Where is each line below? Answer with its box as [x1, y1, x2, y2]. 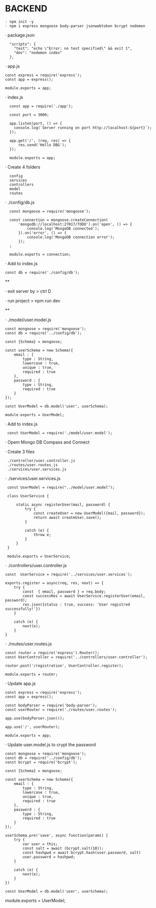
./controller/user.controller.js [7, 458, 76, 463]
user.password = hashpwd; [22, 854, 76, 859]
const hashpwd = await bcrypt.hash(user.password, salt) [22, 850, 141, 855]
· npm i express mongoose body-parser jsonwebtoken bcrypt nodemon [5, 23, 146, 29]
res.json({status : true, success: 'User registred [22, 602, 131, 607]
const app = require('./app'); [9, 104, 73, 109]
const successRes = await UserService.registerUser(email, [22, 593, 146, 598]
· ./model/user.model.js [5, 317, 51, 323]
